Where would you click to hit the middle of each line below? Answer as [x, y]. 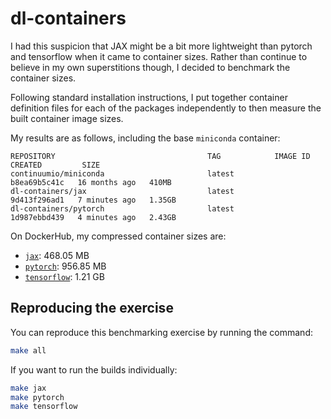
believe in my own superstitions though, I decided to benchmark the [150, 67]
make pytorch [37, 397]
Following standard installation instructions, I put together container [149, 97]
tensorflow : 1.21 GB [64, 276]
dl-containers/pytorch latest [122, 208]
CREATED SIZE [55, 165]
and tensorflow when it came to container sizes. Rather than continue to [159, 56]
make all [28, 350]
